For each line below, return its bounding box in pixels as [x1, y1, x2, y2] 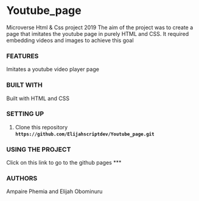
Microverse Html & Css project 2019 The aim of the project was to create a [6, 24, 194, 31]
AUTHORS [6, 174, 38, 183]
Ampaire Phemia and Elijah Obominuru [6, 188, 103, 195]
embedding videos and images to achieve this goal [6, 36, 134, 44]
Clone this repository [15, 123, 68, 131]
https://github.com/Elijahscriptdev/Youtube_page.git [15, 131, 155, 137]
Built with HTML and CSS [6, 95, 70, 102]
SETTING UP [6, 110, 44, 118]
